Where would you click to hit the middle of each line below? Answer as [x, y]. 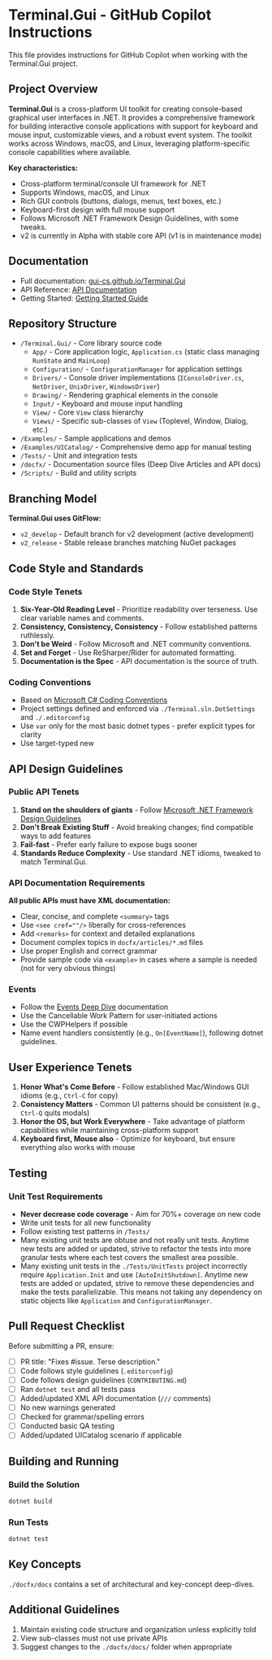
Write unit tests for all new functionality [86, 1223]
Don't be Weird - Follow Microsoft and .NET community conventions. [136, 643]
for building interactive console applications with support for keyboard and [133, 126]
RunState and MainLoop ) [71, 361]
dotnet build [30, 1502]
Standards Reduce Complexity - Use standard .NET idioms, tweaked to [140, 853]
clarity [31, 735]
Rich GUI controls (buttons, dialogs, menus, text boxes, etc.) [121, 200]
